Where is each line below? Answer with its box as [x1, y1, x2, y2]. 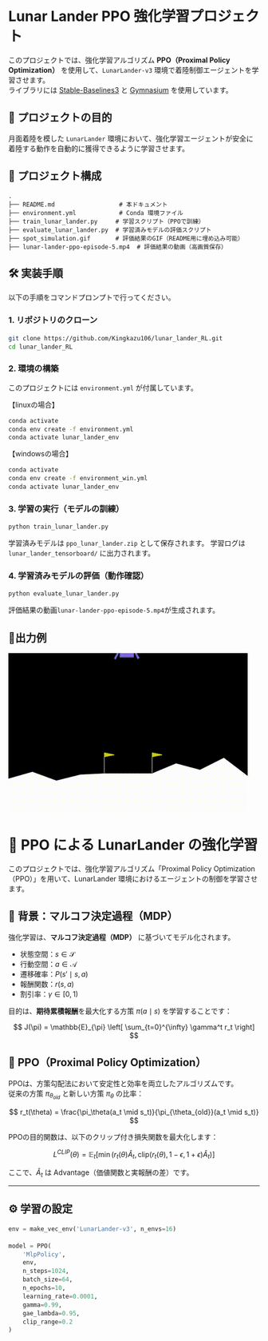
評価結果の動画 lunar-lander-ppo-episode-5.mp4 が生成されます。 [8, 605, 220, 615]
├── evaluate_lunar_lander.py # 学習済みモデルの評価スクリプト [8, 225, 212, 234]
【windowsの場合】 [8, 449, 73, 459]
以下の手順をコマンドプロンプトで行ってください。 [8, 292, 175, 302]
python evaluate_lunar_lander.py [8, 590, 120, 598]
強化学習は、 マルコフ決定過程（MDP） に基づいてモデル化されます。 [8, 932, 235, 941]
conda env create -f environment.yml [8, 425, 134, 433]
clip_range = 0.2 [22, 1318, 73, 1326]
